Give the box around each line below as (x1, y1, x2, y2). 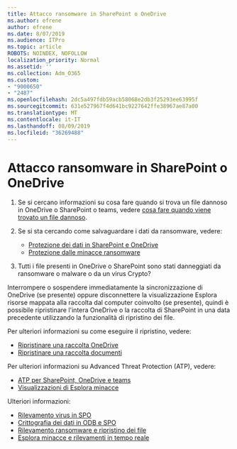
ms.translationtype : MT (7, 109, 78, 116)
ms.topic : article (7, 43, 62, 50)
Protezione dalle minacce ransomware (28, 248, 140, 257)
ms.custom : (7, 76, 40, 84)
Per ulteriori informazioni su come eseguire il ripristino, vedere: (7, 327, 192, 336)
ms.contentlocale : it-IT (7, 116, 81, 123)
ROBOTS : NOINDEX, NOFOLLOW (7, 50, 87, 57)
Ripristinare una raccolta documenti (17, 348, 123, 357)
